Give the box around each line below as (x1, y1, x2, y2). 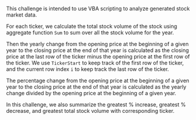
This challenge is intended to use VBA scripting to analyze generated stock (6, 5, 190, 12)
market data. (6, 11, 37, 18)
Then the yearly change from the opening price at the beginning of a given (6, 41, 189, 47)
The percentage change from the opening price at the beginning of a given (6, 77, 189, 84)
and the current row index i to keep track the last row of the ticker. (6, 66, 169, 73)
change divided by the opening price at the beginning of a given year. (6, 90, 176, 96)
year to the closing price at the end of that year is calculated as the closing (6, 47, 189, 54)
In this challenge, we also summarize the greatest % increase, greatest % (6, 101, 186, 108)
